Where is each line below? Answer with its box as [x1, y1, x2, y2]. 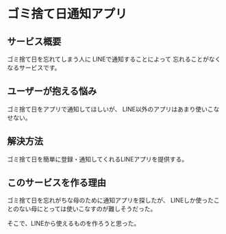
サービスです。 [18, 64, 61, 72]
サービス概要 [7, 36, 62, 47]
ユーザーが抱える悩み [7, 86, 97, 97]
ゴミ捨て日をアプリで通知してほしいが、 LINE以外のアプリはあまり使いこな [7, 105, 220, 113]
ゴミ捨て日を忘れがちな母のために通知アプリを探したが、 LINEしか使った [7, 196, 214, 205]
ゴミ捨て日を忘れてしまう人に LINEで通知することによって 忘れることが [7, 55, 209, 63]
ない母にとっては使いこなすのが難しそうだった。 [18, 205, 157, 213]
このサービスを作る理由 [7, 177, 106, 189]
